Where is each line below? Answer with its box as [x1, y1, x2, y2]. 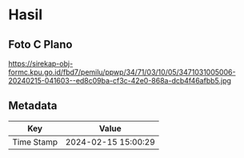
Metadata [8, 99, 58, 113]
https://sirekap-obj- [8, 59, 74, 68]
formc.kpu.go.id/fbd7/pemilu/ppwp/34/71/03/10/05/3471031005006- [8, 67, 236, 77]
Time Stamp [12, 136, 58, 148]
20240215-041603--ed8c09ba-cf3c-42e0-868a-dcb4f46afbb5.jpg [8, 76, 232, 85]
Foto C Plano [8, 38, 73, 51]
